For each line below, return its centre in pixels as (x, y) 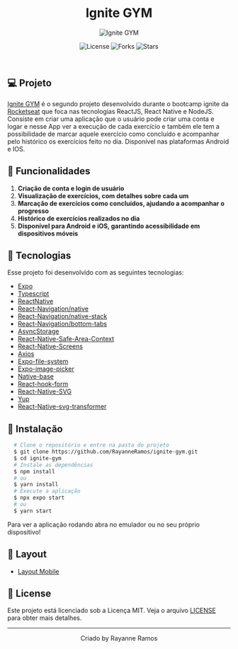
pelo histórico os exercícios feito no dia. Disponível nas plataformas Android (118, 141)
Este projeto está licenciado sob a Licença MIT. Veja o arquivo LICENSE (112, 611)
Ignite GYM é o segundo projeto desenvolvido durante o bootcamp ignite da (118, 103)
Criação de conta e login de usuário (71, 188)
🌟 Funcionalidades (49, 171)
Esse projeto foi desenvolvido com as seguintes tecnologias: (96, 272)
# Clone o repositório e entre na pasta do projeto (92, 445)
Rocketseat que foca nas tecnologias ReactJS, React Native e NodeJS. (110, 111)
